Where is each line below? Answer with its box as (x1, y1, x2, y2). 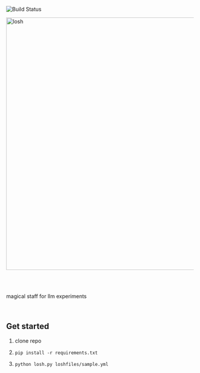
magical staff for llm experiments (6, 293, 87, 300)
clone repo (14, 337, 42, 344)
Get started (6, 321, 49, 331)
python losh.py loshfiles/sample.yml (14, 361, 109, 367)
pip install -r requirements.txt (14, 350, 98, 356)
